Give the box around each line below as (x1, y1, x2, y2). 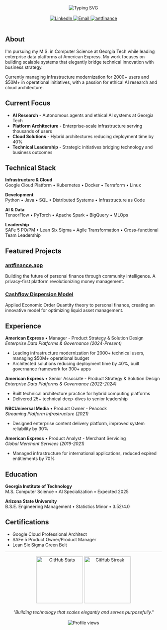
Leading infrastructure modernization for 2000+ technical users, (12, 350, 145, 356)
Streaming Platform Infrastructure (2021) (5, 411, 88, 417)
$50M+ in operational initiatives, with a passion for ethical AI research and (5, 79, 158, 85)
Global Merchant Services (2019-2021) (5, 441, 84, 447)
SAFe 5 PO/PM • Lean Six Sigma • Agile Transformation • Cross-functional (5, 227, 159, 233)
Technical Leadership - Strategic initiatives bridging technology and (12, 144, 153, 150)
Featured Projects (5, 247, 62, 255)
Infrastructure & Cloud (5, 177, 53, 183)
